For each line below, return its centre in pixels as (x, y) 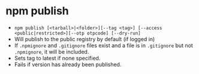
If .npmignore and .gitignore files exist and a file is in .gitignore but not (103, 45)
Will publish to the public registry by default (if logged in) (85, 39)
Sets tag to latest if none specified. (57, 58)
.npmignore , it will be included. (52, 51)
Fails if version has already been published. (68, 64)
